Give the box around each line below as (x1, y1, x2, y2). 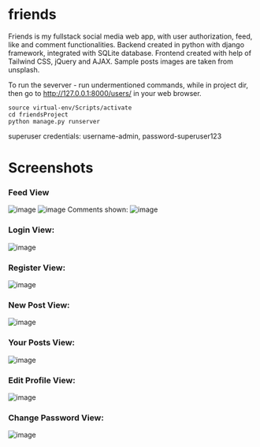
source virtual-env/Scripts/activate (8, 104, 132, 112)
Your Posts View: (8, 337, 76, 348)
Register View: (8, 262, 65, 273)
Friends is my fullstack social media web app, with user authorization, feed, (8, 31, 253, 41)
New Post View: (8, 299, 70, 310)
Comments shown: (67, 205, 128, 214)
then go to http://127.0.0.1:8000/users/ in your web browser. (8, 88, 202, 98)
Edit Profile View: (8, 375, 76, 386)
